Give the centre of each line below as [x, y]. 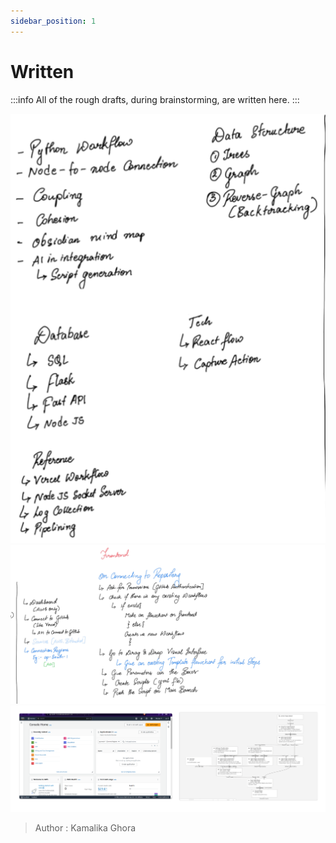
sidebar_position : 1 [53, 21]
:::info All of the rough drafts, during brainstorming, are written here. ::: [155, 99]
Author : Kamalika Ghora [85, 828]
